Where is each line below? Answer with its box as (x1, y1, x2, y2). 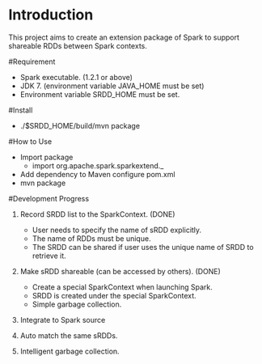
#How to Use (8, 136, 53, 146)
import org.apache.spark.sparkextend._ (32, 160, 164, 171)
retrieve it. (32, 251, 66, 260)
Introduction (8, 6, 94, 24)
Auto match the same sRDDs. (19, 330, 118, 341)
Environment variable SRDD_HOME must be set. (19, 89, 180, 99)
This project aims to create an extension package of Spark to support (8, 32, 240, 42)
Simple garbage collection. (32, 299, 122, 309)
